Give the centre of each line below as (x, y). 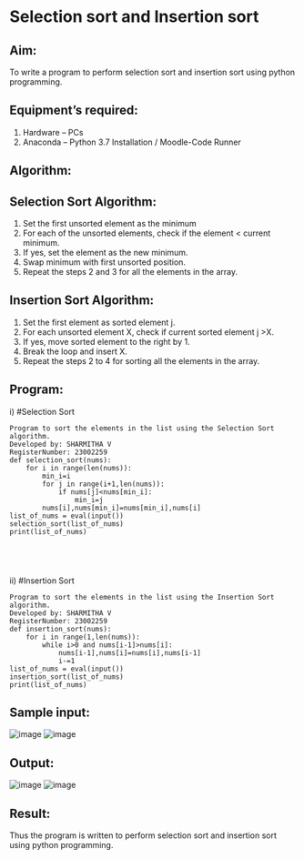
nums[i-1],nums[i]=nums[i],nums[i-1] (130, 652)
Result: (30, 813)
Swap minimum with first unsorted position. (104, 262)
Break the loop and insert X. (75, 351)
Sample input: (50, 713)
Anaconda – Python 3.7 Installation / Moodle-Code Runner (132, 142)
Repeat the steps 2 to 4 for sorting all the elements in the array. (141, 360)
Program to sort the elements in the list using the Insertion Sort (142, 597)
